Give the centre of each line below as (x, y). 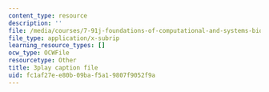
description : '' (35, 23)
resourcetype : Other (43, 61)
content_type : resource (48, 16)
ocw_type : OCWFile (39, 53)
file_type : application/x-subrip (64, 38)
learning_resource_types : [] (57, 46)
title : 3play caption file (53, 68)
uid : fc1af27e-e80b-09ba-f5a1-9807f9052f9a (82, 75)
